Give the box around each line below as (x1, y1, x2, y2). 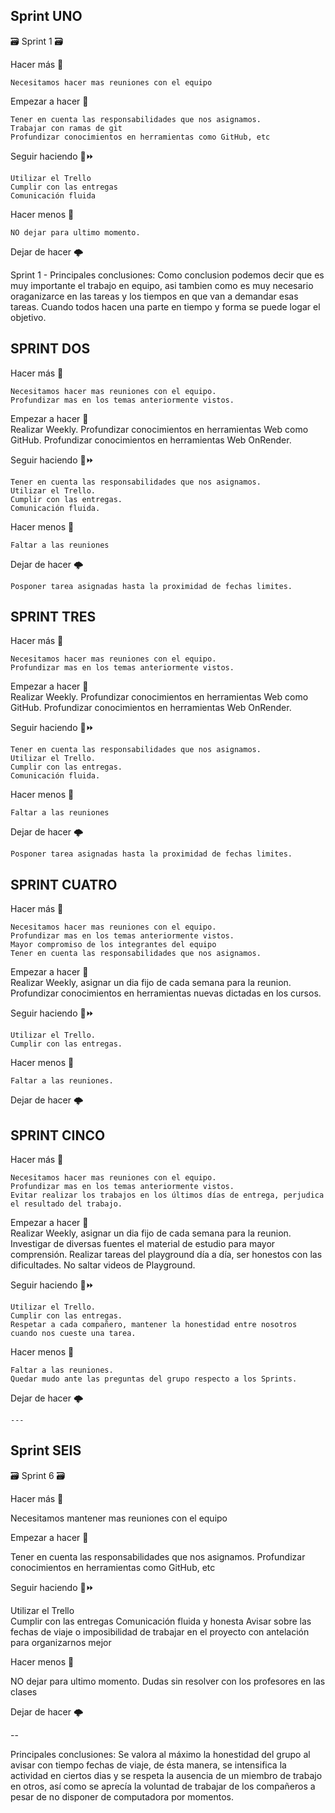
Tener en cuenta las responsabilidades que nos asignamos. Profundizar (10, 1550, 306, 1563)
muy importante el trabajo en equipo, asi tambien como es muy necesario (10, 279, 314, 291)
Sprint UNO (10, 8, 83, 25)
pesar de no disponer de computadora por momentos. (10, 1790, 234, 1803)
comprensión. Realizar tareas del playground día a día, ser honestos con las (10, 1249, 323, 1261)
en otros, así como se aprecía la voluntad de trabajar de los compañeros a (10, 1780, 316, 1792)
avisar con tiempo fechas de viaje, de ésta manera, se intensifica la (10, 1759, 287, 1771)
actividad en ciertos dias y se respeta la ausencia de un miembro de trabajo (10, 1769, 323, 1781)
